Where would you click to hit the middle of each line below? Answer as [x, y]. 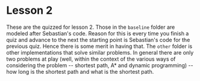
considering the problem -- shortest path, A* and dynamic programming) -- [100, 65]
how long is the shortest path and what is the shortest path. [80, 71]
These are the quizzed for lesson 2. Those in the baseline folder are [91, 27]
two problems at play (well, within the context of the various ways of [91, 59]
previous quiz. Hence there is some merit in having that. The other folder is [99, 46]
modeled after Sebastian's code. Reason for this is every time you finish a [98, 33]
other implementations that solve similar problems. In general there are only [100, 52]
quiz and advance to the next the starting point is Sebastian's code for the [98, 40]
